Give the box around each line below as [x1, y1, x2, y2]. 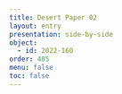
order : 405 [9, 55, 50, 64]
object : [9, 38, 38, 47]
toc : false [9, 72, 50, 81]
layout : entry [9, 21, 62, 30]
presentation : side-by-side [9, 30, 114, 38]
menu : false [9, 64, 53, 73]
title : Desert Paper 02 [9, 13, 98, 22]
